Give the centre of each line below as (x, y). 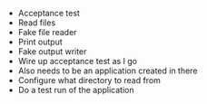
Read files (37, 23)
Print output (40, 42)
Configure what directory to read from (89, 80)
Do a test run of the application (76, 90)
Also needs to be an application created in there (108, 71)
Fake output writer (52, 52)
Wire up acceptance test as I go (78, 61)
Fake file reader (47, 32)
